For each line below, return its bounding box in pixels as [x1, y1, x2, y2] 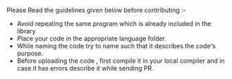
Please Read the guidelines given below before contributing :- [6, 6, 186, 14]
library [16, 27, 36, 35]
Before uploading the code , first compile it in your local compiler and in [16, 57, 225, 65]
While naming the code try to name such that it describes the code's [16, 42, 216, 50]
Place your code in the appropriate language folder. [16, 34, 167, 43]
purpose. [16, 49, 44, 57]
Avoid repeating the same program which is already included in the [16, 20, 212, 27]
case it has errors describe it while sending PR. [16, 64, 154, 72]
